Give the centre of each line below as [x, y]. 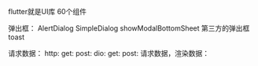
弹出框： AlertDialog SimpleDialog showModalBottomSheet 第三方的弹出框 [129, 28]
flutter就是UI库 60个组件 [47, 11]
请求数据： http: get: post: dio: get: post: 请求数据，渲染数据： [109, 53]
